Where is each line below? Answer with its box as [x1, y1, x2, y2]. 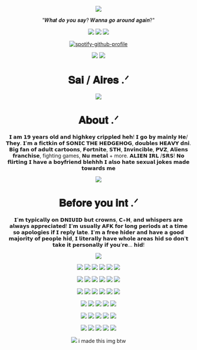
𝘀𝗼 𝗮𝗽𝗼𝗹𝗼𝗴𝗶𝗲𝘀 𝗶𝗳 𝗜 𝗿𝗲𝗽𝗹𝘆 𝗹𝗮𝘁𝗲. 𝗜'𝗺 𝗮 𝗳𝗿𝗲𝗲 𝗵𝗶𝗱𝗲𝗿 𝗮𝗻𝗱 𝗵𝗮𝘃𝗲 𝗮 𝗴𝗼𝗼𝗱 [13, 229, 184, 236]
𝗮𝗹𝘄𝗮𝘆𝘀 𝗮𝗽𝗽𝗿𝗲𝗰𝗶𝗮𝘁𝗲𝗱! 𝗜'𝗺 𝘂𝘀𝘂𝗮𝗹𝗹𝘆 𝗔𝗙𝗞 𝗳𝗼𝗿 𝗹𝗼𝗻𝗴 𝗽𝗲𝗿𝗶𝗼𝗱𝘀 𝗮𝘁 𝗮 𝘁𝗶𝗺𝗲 [9, 222, 188, 229]
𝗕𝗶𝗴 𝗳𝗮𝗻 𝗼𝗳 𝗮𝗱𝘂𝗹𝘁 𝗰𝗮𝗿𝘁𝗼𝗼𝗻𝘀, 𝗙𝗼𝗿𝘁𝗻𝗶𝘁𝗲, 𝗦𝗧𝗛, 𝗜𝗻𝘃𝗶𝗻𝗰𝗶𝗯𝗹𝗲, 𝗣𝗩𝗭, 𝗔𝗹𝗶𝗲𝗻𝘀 [9, 146, 188, 153]
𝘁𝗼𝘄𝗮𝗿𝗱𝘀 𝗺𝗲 [81, 164, 116, 171]
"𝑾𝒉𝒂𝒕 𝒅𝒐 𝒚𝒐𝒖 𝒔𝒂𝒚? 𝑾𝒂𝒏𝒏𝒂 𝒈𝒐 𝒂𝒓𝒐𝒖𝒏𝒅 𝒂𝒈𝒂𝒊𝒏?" [42, 16, 155, 24]
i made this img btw [78, 337, 126, 344]
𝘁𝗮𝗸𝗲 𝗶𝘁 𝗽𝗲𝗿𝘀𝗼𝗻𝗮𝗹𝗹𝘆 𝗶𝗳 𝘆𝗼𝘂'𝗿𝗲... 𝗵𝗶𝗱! [52, 241, 145, 248]
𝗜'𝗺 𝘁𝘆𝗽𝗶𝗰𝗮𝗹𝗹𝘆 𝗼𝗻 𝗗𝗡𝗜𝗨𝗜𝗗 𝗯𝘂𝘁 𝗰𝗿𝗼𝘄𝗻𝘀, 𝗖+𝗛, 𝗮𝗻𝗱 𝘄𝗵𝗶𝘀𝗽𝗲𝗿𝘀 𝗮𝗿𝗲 [14, 216, 183, 223]
